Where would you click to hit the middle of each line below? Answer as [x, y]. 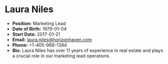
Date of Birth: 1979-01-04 [39, 28]
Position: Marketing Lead [39, 23]
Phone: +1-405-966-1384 [40, 45]
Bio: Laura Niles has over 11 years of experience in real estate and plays [88, 50]
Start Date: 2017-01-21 [36, 34]
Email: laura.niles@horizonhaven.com [52, 40]
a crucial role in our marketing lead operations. [61, 56]
